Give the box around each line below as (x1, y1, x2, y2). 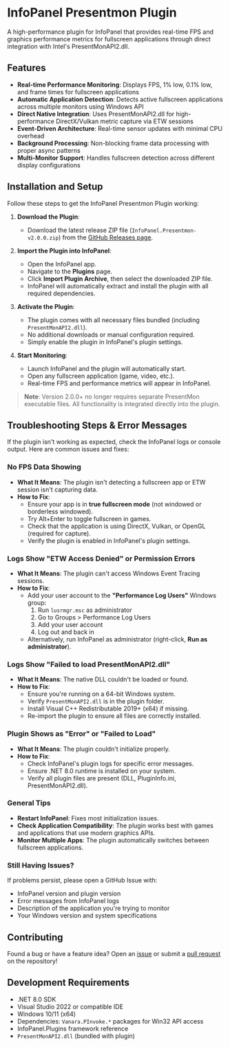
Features (7, 62, 46, 74)
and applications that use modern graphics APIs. (17, 828, 156, 837)
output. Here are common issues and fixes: (7, 445, 129, 454)
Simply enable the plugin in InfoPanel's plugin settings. (27, 337, 183, 346)
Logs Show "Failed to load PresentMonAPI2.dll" (7, 659, 171, 669)
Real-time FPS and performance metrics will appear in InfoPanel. (27, 379, 211, 387)
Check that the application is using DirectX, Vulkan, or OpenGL (27, 522, 206, 530)
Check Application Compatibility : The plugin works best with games (17, 821, 213, 829)
